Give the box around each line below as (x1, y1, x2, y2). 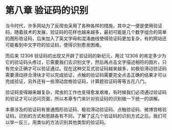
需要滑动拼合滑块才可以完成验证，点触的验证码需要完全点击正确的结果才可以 (5, 72, 167, 78)
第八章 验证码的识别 (5, 5, 89, 16)
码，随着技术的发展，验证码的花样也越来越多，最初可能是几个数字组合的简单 (5, 29, 167, 35)
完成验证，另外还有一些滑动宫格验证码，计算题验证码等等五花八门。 (5, 78, 149, 84)
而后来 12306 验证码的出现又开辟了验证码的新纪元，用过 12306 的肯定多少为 (5, 52, 166, 59)
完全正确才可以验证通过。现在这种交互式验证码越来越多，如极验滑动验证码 (9, 65, 167, 72)
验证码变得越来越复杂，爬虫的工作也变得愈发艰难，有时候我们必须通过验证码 (5, 89, 167, 95)
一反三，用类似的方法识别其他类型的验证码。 (14, 119, 109, 125)
